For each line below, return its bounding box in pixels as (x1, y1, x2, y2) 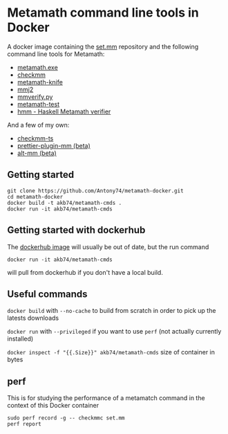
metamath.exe (17, 63, 59, 71)
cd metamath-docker (7, 193, 64, 200)
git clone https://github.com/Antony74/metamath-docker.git (7, 187, 184, 195)
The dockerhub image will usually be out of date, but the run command (7, 242, 209, 251)
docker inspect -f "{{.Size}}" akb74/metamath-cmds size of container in (7, 348, 216, 356)
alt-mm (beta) (17, 149, 57, 157)
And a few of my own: (7, 120, 70, 129)
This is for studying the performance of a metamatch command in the (7, 394, 205, 402)
